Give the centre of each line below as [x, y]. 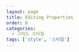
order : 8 [17, 23]
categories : [21, 28]
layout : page [22, 12]
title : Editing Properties [40, 17]
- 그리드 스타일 [28, 34]
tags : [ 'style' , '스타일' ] [38, 39]
